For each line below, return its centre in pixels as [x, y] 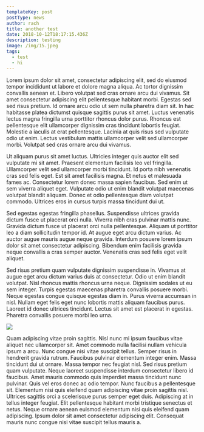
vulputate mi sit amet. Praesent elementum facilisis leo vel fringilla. [90, 163]
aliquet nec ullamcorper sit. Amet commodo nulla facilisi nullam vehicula [97, 345]
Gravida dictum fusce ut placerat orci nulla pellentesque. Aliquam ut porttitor [102, 226]
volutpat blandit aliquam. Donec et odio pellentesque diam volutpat [90, 195]
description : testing [34, 40]
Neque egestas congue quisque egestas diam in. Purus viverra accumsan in [101, 295]
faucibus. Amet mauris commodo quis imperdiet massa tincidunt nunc [94, 377]
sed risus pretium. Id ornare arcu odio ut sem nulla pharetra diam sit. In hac [100, 106]
